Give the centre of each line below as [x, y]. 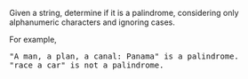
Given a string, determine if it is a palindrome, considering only [124, 13]
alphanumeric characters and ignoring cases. [92, 22]
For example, [33, 39]
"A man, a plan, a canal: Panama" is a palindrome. [124, 56]
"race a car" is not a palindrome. [87, 65]
